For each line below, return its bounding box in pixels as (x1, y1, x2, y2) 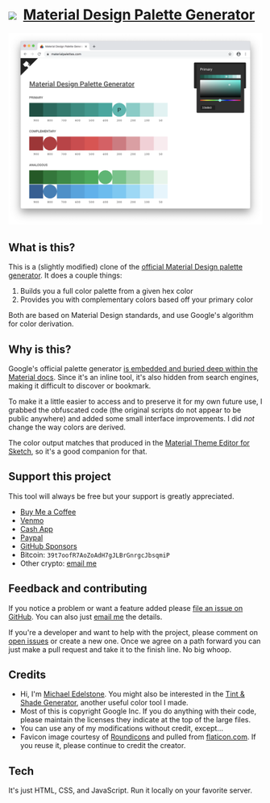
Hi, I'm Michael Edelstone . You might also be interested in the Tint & (19, 689, 246, 699)
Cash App (19, 524, 54, 533)
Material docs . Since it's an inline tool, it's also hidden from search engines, (8, 373, 260, 383)
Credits (8, 668, 47, 682)
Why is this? (8, 342, 72, 356)
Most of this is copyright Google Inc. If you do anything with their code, (19, 706, 257, 716)
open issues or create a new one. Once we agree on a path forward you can (8, 636, 261, 646)
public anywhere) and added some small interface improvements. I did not (8, 414, 255, 424)
